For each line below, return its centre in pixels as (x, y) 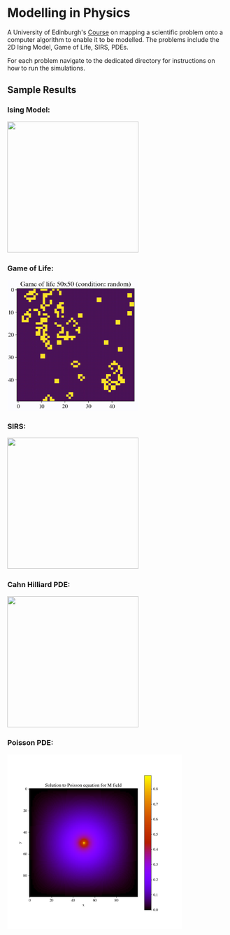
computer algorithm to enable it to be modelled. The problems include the (113, 39)
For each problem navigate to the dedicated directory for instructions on (111, 60)
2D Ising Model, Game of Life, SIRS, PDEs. (68, 47)
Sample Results (42, 90)
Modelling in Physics (69, 13)
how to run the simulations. (46, 68)
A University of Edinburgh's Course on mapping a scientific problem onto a (115, 32)
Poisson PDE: (30, 743)
